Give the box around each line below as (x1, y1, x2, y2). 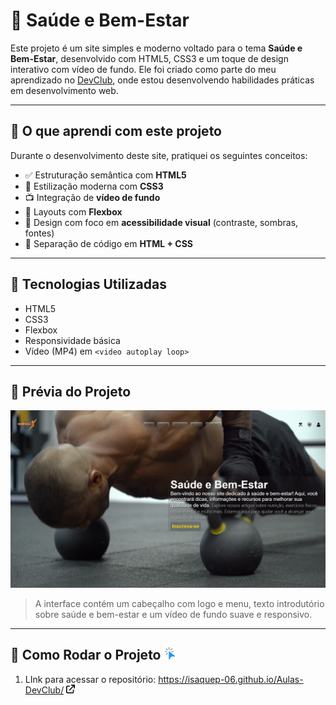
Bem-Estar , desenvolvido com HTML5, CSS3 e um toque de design (10, 52, 289, 64)
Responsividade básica (24, 334, 121, 346)
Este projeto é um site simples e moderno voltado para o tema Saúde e (10, 42, 303, 54)
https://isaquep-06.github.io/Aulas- (158, 673, 304, 685)
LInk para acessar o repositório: (24, 673, 157, 685)
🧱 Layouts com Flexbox (24, 205, 123, 218)
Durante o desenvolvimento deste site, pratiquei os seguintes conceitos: (10, 149, 308, 161)
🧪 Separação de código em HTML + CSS (24, 237, 193, 249)
